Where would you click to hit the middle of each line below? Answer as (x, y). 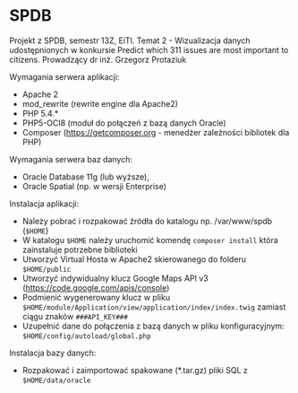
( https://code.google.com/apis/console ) (96, 287)
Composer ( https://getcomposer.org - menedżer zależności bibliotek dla (156, 132)
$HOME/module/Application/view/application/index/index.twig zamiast (154, 307)
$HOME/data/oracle (56, 380)
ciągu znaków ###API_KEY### (75, 316)
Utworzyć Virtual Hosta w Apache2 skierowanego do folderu (134, 259)
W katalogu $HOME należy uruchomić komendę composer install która (150, 240)
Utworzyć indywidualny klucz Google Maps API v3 (115, 278)
